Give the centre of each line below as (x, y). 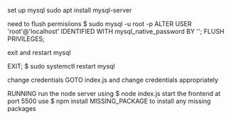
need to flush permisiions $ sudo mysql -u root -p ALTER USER (100, 24)
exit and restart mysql (39, 53)
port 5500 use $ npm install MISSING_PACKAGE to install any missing (109, 101)
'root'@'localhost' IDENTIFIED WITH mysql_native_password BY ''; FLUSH (116, 31)
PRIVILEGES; (26, 39)
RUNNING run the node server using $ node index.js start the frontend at (114, 94)
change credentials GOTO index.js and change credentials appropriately (113, 80)
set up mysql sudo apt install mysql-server (70, 10)
